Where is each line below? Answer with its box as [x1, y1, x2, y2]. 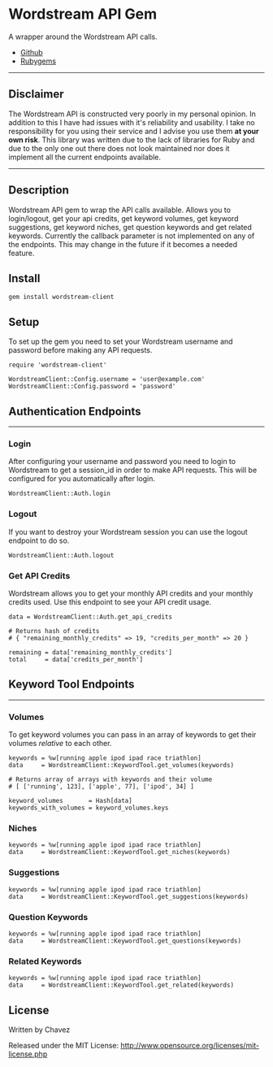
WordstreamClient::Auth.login [8, 489, 111, 498]
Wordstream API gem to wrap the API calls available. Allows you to [8, 205, 232, 215]
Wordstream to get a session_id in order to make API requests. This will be [8, 465, 258, 475]
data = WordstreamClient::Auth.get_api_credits [8, 613, 173, 621]
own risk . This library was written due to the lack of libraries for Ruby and [8, 135, 255, 145]
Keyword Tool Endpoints [8, 678, 135, 692]
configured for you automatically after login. [8, 474, 156, 484]
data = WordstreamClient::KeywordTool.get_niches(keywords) [8, 848, 231, 857]
